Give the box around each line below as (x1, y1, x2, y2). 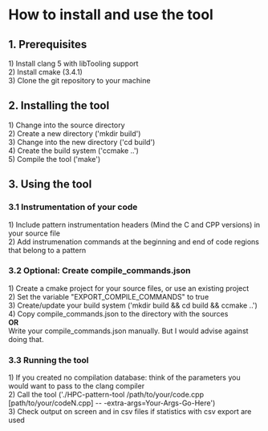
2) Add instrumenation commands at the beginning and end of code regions (8, 236, 259, 246)
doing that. (8, 334, 44, 344)
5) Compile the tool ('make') (8, 154, 101, 163)
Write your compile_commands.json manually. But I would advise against (8, 326, 249, 336)
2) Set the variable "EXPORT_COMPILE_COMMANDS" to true (8, 292, 209, 301)
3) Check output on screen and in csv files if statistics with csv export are (8, 407, 252, 417)
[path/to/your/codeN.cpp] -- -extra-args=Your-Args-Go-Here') (8, 398, 216, 408)
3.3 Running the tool (8, 354, 90, 365)
